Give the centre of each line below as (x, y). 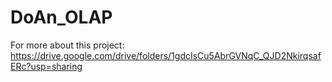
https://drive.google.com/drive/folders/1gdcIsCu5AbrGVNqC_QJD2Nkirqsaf (166, 55)
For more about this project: (67, 45)
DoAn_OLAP (61, 17)
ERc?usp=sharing (46, 66)
